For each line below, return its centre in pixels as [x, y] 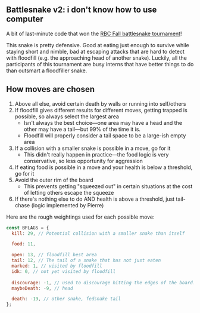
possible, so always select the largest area [67, 116]
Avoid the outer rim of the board [54, 180]
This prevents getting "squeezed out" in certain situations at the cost [108, 186]
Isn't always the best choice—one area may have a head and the [103, 122]
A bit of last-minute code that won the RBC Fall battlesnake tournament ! [94, 33]
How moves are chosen [51, 89]
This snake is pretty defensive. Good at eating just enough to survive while [98, 45]
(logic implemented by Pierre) [68, 205]
